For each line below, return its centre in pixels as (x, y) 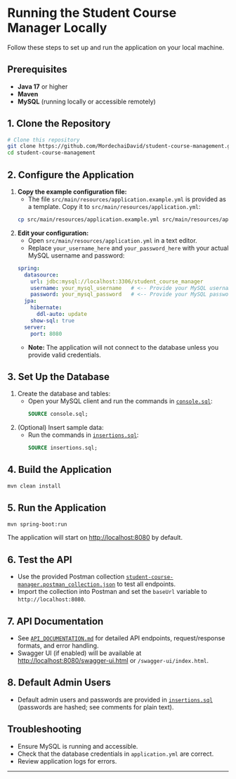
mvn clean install (34, 486)
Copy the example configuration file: (72, 192)
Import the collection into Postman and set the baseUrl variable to (112, 592)
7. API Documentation (55, 621)
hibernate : (46, 308)
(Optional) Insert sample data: (60, 428)
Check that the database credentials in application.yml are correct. (116, 754)
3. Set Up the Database (59, 377)
